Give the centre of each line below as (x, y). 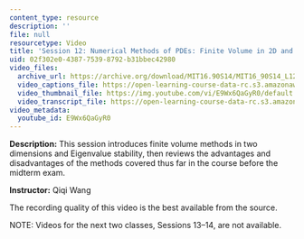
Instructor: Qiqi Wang (50, 190)
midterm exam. (38, 173)
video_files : (34, 69)
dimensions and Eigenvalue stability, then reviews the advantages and (140, 153)
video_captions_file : (58, 85)
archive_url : (42, 77)
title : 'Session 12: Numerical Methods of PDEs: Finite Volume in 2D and (152, 51)
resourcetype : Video (48, 43)
